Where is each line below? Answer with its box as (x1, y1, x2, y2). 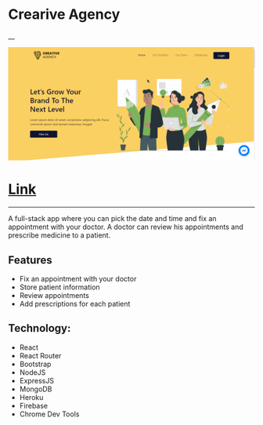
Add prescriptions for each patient (19, 300, 131, 309)
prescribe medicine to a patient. (8, 231, 111, 240)
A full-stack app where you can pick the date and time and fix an (8, 214, 217, 223)
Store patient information (19, 282, 100, 292)
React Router (19, 351, 62, 360)
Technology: (8, 321, 71, 335)
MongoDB (19, 384, 52, 394)
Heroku (19, 392, 44, 401)
